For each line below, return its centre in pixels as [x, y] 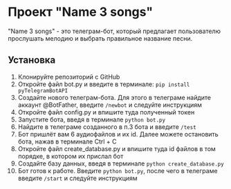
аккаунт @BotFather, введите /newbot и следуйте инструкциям [110, 105]
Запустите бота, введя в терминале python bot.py [91, 119]
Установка [32, 60]
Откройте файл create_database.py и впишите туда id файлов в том [117, 148]
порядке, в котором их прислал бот [71, 156]
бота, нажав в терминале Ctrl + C [67, 141]
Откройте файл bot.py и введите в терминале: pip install [104, 84]
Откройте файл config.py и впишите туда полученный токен [106, 112]
